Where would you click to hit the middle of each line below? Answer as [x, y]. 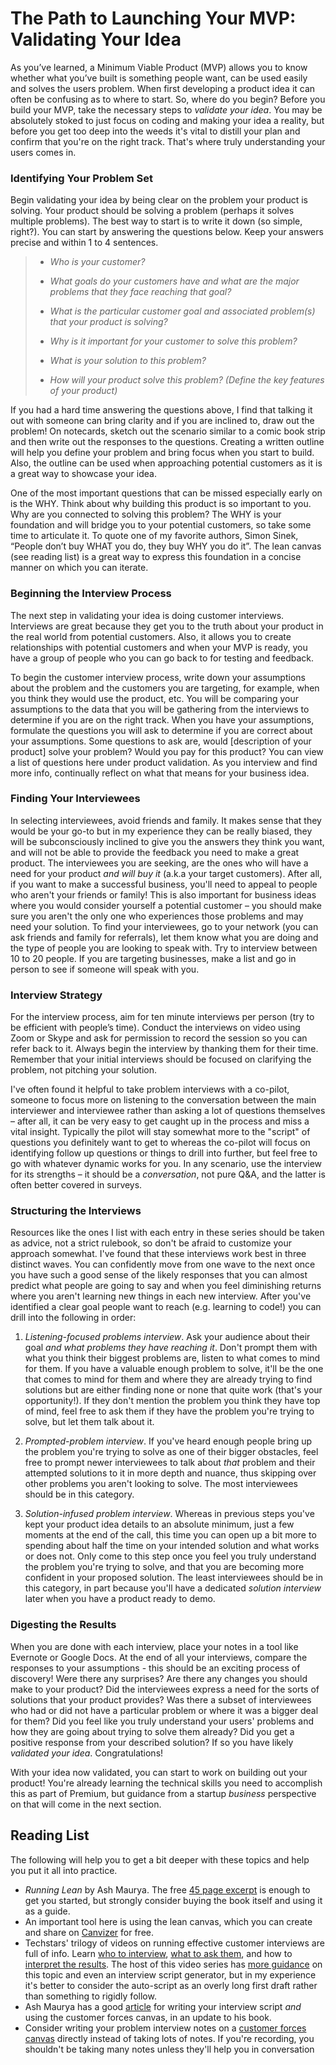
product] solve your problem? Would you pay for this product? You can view [167, 751]
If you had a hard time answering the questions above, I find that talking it [161, 410]
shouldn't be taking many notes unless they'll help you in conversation [169, 2049]
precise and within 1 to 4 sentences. [84, 243]
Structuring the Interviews [76, 1211]
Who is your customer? [97, 262]
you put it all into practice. [64, 1870]
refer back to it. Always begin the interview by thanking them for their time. [164, 1049]
